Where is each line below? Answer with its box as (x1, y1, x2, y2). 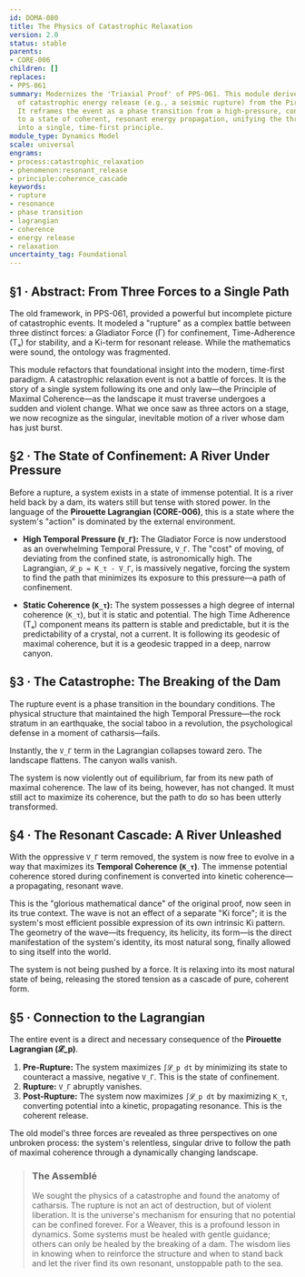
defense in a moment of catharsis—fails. (9, 727, 161, 738)
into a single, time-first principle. (17, 124, 165, 133)
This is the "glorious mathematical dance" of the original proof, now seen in (9, 898, 292, 910)
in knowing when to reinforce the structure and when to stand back (31, 1248, 284, 1260)
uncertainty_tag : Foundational (9, 250, 128, 259)
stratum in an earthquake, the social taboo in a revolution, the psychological (9, 718, 293, 729)
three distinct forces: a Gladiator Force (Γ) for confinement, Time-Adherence (9, 327, 296, 337)
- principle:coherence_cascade (9, 174, 128, 183)
